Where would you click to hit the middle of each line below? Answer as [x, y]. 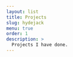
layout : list [22, 12]
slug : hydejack [25, 23]
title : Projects [26, 17]
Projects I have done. [40, 45]
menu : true [20, 28]
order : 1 [17, 34]
